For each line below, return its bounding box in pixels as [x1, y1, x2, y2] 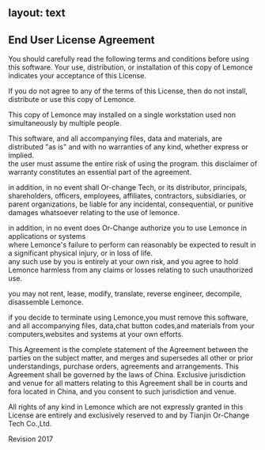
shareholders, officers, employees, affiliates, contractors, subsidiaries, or [8, 191, 247, 201]
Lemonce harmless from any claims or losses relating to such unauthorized [8, 265, 253, 275]
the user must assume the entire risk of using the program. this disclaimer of [8, 159, 258, 168]
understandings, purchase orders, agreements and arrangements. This [8, 361, 240, 371]
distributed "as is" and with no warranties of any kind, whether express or [8, 142, 249, 152]
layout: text [8, 6, 66, 20]
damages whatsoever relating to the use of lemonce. [8, 208, 180, 217]
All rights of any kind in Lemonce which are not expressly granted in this [8, 403, 244, 412]
